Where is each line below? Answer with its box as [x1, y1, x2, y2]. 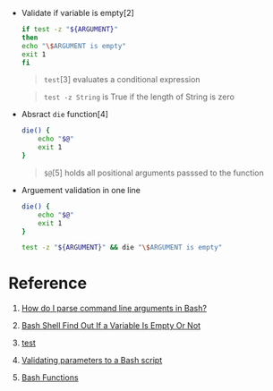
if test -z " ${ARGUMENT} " [21, 25, 118, 34]
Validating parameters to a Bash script [21, 355, 163, 366]
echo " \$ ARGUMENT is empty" [21, 41, 126, 50]
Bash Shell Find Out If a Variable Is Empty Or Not [21, 320, 201, 331]
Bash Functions [21, 372, 79, 383]
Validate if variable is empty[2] [21, 8, 135, 18]
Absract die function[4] [21, 109, 109, 120]
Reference [8, 273, 87, 293]
